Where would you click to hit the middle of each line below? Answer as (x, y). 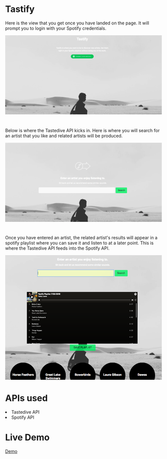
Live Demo (27, 438)
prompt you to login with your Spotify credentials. (56, 28)
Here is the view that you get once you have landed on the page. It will (77, 23)
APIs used (27, 398)
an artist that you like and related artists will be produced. (64, 136)
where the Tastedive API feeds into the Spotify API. (57, 248)
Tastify (20, 9)
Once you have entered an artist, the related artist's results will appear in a (81, 238)
